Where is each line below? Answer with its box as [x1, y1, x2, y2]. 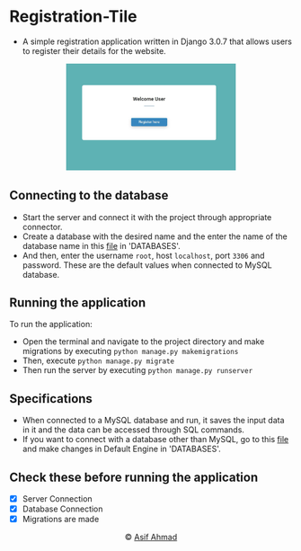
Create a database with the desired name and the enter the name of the [22, 231, 288, 242]
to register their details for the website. [22, 45, 166, 56]
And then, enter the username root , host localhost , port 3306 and [22, 250, 265, 261]
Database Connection [22, 503, 103, 514]
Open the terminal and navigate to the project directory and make [22, 336, 265, 347]
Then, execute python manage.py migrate [22, 355, 175, 366]
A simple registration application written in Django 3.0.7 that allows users [22, 36, 292, 47]
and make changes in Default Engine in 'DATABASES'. [22, 443, 222, 455]
